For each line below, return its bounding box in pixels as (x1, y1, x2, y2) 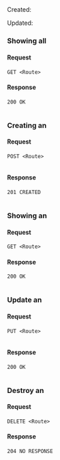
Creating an (7, 120, 47, 130)
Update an (7, 295, 42, 305)
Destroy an (7, 385, 44, 395)
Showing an (7, 211, 48, 220)
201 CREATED (7, 189, 41, 196)
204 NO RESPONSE (7, 448, 53, 455)
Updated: (7, 19, 33, 27)
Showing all (7, 36, 46, 46)
